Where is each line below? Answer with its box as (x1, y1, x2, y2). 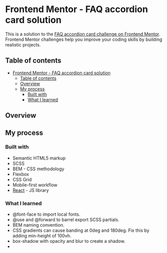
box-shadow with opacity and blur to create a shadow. (12, 238, 126, 244)
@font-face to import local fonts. (12, 211, 80, 218)
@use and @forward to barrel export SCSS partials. (12, 217, 120, 223)
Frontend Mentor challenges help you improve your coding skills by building (5, 36, 162, 42)
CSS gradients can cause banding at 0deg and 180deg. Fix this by (12, 227, 149, 233)
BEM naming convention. (12, 222, 64, 228)
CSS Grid (12, 176, 32, 182)
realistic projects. (5, 41, 41, 47)
